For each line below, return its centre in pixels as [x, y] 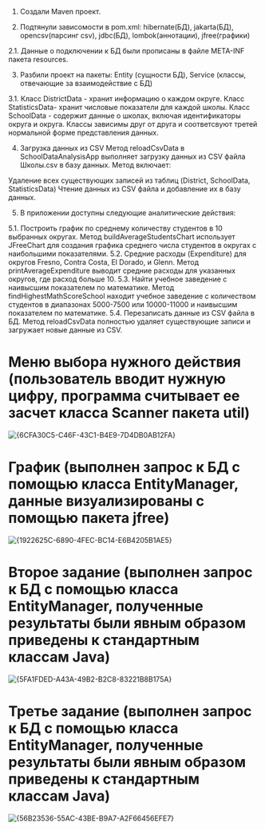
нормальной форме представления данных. [83, 132]
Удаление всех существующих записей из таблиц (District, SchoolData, [129, 180]
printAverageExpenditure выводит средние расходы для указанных [122, 271]
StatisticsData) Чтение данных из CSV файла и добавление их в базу [125, 189]
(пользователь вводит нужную [117, 379]
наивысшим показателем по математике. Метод [91, 287]
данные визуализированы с [107, 501]
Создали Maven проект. [60, 12]
